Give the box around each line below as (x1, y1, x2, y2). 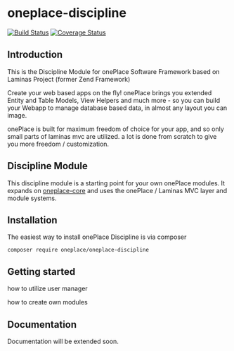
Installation (7, 214, 58, 226)
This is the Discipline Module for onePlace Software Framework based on (7, 67, 220, 75)
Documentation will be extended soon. (7, 337, 119, 345)
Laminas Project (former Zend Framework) (7, 75, 131, 83)
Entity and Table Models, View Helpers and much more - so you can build (7, 96, 220, 104)
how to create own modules (7, 298, 88, 307)
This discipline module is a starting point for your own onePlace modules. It (7, 178, 226, 187)
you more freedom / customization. (7, 140, 110, 148)
